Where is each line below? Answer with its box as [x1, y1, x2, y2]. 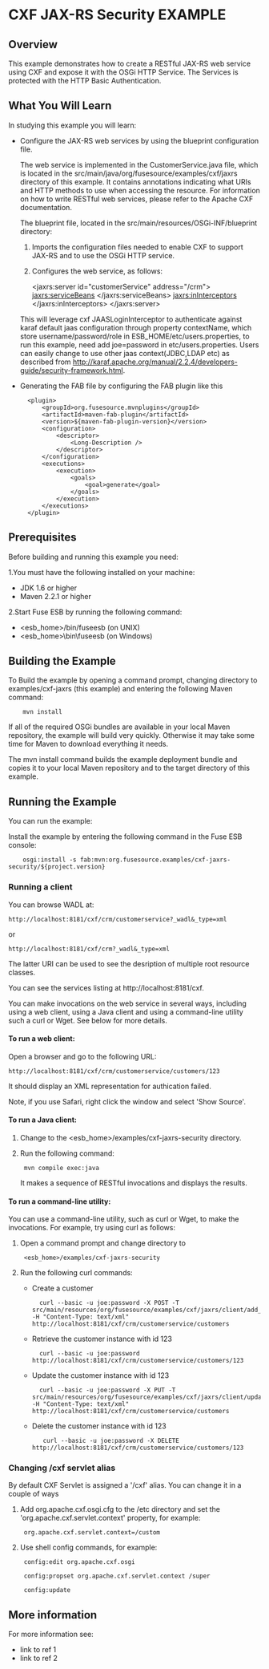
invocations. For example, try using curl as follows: [8, 1223, 176, 1233]
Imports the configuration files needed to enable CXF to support [31, 242, 243, 252]
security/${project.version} [8, 863, 106, 871]
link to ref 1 [19, 1645, 57, 1655]
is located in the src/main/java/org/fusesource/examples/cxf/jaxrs [19, 168, 238, 178]
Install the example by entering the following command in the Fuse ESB [8, 832, 243, 841]
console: [8, 841, 38, 850]
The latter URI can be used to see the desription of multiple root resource [8, 958, 250, 968]
